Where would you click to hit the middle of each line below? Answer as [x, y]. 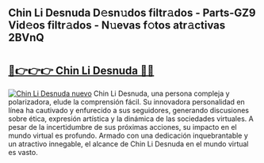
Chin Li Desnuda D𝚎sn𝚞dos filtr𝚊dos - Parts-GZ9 [132, 13]
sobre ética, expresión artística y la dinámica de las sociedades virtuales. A [131, 119]
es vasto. [23, 152]
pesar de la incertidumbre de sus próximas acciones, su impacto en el [122, 127]
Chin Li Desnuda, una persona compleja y [162, 93]
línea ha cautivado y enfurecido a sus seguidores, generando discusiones [129, 110]
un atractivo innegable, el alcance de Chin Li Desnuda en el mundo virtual [128, 144]
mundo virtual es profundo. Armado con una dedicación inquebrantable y [128, 135]
